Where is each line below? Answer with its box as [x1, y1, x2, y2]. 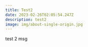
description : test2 [5, 17, 47, 22]
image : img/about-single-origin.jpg [5, 21, 83, 27]
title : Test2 [5, 7, 33, 13]
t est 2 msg [5, 36, 28, 42]
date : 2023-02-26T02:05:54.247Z [5, 12, 74, 17]
